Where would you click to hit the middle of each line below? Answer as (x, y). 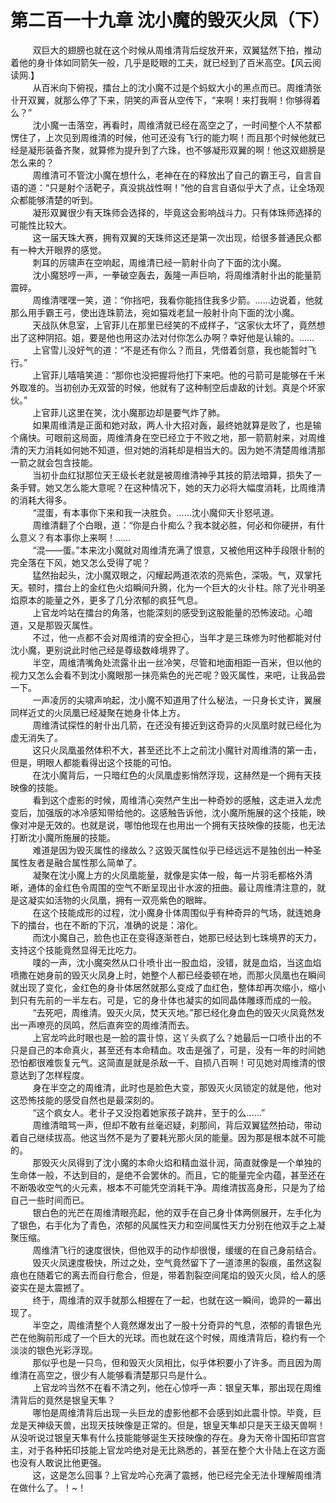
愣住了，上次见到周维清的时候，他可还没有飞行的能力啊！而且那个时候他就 (163, 137)
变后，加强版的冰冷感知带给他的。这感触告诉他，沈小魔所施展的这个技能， (163, 812)
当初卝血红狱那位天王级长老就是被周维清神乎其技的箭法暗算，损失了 (172, 475)
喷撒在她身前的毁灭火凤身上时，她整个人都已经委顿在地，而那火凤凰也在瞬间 (168, 975)
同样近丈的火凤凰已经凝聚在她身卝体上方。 (98, 712)
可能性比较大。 (41, 225)
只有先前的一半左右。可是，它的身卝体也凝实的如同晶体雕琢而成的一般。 (167, 1000)
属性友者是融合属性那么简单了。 (76, 862)
